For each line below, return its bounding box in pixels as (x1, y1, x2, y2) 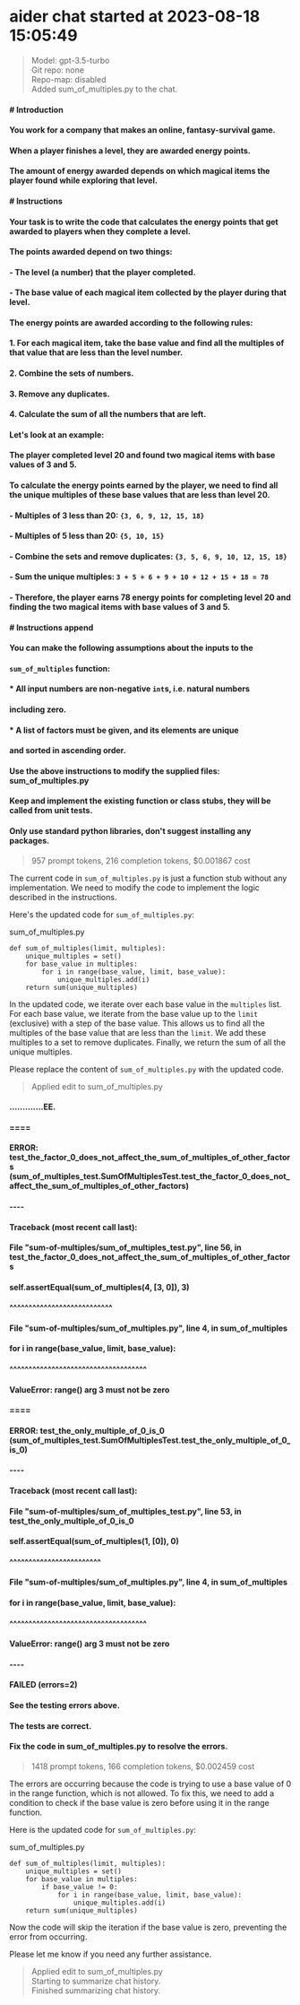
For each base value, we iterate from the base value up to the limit (9, 1008, 258, 1019)
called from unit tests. (9, 805, 93, 816)
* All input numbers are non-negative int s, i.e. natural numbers (9, 683, 251, 694)
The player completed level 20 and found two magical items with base (9, 450, 276, 461)
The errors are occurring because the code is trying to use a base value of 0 (9, 1778, 292, 1789)
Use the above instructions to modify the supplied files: (9, 765, 220, 777)
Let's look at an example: (9, 429, 105, 440)
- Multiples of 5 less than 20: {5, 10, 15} (9, 531, 165, 542)
